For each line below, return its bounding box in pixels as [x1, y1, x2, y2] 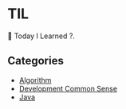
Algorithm [18, 75, 52, 84]
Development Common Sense [18, 84, 117, 93]
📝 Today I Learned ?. [7, 31, 75, 41]
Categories [7, 54, 65, 68]
